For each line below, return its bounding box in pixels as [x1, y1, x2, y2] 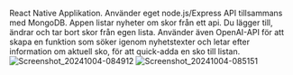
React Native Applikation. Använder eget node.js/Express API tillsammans [9, 8, 283, 18]
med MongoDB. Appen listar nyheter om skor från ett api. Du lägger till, [9, 17, 273, 28]
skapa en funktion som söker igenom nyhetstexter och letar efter [9, 36, 251, 47]
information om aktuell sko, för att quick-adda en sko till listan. [9, 46, 241, 57]
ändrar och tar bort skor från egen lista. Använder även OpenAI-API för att [9, 27, 285, 37]
